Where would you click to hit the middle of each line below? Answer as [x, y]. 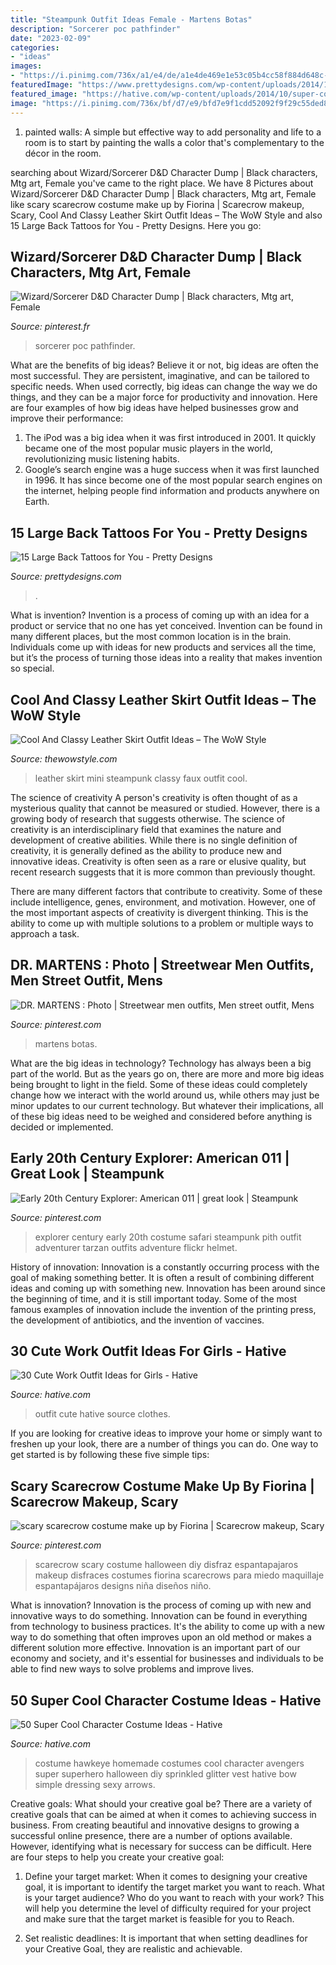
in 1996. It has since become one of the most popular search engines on [173, 480]
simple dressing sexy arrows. [95, 1784]
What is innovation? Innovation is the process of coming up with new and [161, 1605]
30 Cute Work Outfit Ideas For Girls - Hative [148, 1351]
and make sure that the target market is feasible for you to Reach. [159, 1919]
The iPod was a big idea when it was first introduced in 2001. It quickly [170, 438]
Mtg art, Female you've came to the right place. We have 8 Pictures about [162, 183]
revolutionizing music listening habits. [102, 459]
